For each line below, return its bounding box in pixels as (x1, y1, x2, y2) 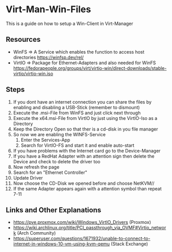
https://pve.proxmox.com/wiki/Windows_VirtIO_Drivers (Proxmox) (13, 219, 151, 225)
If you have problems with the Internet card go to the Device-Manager (13, 147, 161, 154)
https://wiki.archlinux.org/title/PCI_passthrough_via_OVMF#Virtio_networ (13, 224, 166, 231)
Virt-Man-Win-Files (6, 4, 91, 15)
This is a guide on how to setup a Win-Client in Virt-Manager (6, 20, 133, 27)
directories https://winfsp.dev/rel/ (13, 54, 84, 60)
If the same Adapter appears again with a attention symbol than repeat (13, 185, 162, 192)
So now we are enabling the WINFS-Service (13, 131, 106, 137)
